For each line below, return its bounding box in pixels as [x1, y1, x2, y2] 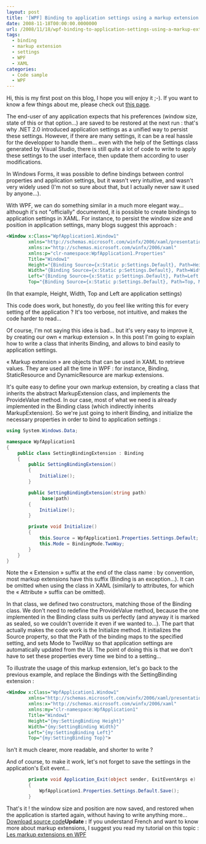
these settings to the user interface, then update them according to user [6, 152, 189, 160]
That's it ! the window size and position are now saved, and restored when [6, 805, 194, 812]
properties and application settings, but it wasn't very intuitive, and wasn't [6, 177, 194, 184]
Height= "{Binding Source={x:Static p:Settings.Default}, [28, 261, 177, 268]
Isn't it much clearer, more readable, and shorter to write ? [6, 746, 153, 754]
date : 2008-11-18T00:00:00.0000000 [6, 20, 97, 26]
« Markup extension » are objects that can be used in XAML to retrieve [6, 358, 185, 365]
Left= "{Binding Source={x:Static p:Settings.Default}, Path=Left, [28, 273, 202, 279]
